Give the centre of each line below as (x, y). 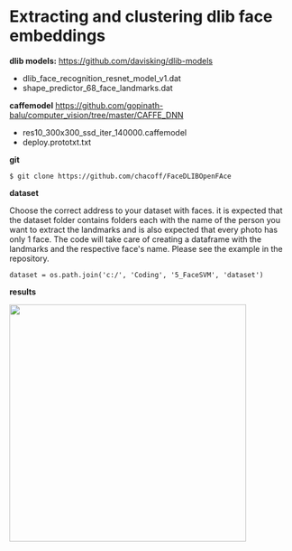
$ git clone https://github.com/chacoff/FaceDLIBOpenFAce (120, 176)
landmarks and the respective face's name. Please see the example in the (146, 248)
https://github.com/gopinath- (109, 105)
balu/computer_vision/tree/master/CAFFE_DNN (96, 115)
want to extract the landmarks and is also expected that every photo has (143, 229)
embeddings (58, 36)
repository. (29, 258)
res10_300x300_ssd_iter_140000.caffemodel (105, 132)
